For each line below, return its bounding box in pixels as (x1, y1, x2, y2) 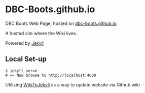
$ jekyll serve (5, 68, 38, 73)
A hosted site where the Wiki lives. (5, 30, 78, 36)
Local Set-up (5, 55, 47, 64)
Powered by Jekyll (5, 40, 44, 46)
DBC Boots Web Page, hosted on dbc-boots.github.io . (5, 20, 118, 26)
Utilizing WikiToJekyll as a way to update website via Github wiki (5, 81, 140, 87)
